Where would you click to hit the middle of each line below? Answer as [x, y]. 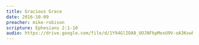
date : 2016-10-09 [28, 17]
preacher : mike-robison [36, 22]
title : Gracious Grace [34, 11]
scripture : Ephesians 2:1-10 [42, 28]
